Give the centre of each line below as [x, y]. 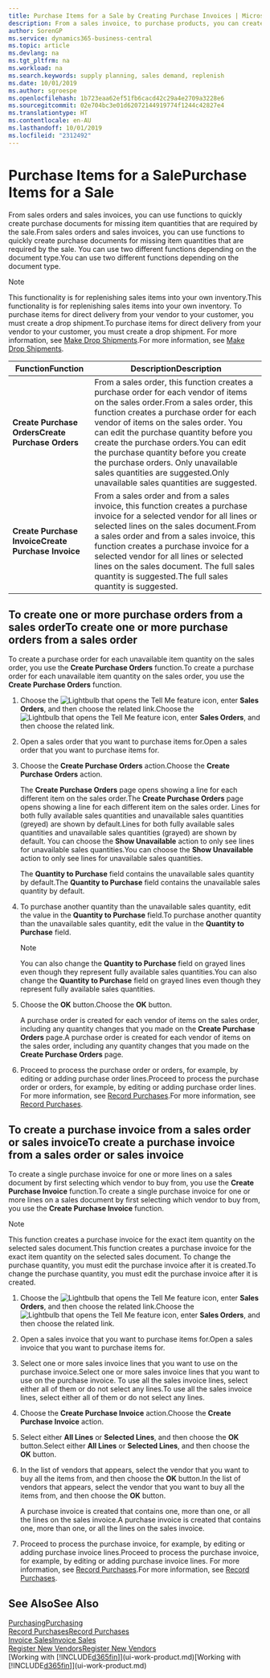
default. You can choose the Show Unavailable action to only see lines [137, 841]
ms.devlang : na [34, 53]
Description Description [176, 369]
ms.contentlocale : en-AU [50, 121]
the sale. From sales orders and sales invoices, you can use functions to [127, 232]
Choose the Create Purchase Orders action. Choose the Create [125, 766]
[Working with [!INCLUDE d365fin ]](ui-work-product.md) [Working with [125, 1657]
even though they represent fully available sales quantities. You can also [138, 972]
